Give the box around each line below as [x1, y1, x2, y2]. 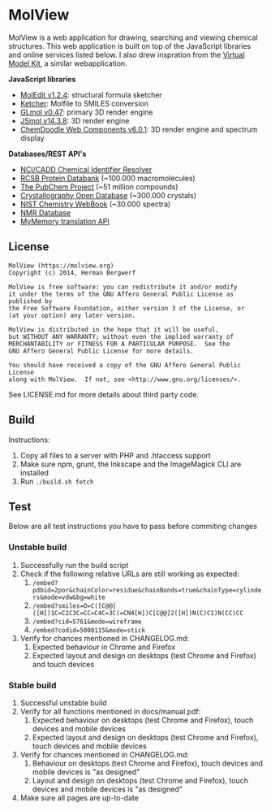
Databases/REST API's [8, 149, 87, 158]
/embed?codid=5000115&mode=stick [32, 626, 146, 635]
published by [8, 297, 53, 306]
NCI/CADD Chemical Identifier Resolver [19, 164, 153, 174]
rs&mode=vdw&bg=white [32, 593, 105, 601]
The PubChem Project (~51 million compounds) [19, 181, 179, 192]
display [19, 132, 45, 143]
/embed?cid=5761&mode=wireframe [32, 618, 142, 626]
